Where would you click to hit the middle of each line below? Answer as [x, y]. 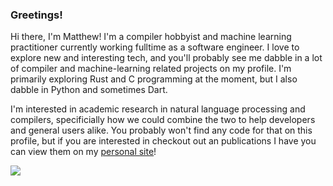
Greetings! [36, 15]
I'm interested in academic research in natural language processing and [158, 109]
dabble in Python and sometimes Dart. [89, 90]
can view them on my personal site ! [83, 152]
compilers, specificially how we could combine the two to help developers [163, 120]
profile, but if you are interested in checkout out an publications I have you [163, 141]
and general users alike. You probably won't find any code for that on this [161, 130]
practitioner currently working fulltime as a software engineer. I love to [155, 47]
